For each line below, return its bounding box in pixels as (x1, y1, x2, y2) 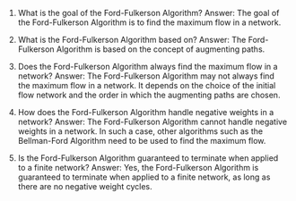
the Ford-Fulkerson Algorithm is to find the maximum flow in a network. (17, 17, 282, 28)
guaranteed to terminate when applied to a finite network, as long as (17, 172, 271, 182)
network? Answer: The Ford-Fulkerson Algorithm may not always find (17, 71, 275, 81)
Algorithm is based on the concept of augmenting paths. (57, 44, 266, 54)
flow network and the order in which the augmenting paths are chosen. (17, 89, 281, 100)
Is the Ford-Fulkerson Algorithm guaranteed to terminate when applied (17, 153, 279, 163)
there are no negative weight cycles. (17, 181, 152, 191)
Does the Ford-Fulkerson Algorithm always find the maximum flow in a (17, 62, 278, 71)
